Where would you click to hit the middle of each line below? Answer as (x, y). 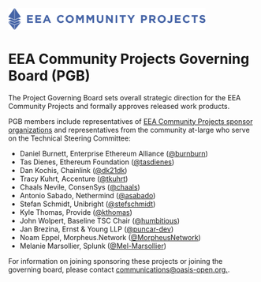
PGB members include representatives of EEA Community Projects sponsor (130, 121)
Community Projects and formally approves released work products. (119, 106)
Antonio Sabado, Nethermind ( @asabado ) (88, 195)
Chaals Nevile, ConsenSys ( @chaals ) (80, 187)
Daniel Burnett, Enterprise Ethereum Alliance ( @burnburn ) (114, 153)
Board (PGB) (49, 75)
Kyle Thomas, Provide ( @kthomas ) (76, 212)
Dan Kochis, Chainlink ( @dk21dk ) (73, 170)
